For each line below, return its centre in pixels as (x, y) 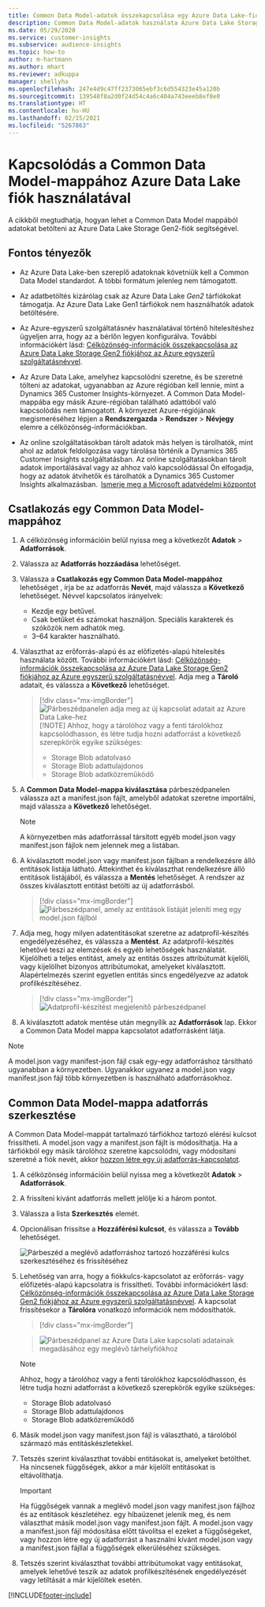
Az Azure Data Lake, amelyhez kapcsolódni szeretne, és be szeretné (131, 376)
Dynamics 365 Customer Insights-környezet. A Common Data (120, 393)
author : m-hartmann (40, 60)
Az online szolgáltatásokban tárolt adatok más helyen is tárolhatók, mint (136, 442)
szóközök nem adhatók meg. (78, 628)
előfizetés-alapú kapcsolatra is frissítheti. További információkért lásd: (134, 1285)
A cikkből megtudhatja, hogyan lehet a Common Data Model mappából (123, 220)
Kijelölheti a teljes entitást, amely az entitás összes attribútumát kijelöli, (135, 959)
